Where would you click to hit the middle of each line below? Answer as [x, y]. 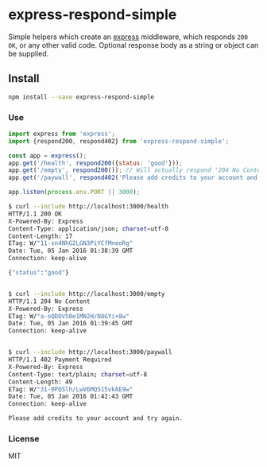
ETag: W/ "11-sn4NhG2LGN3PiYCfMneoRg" [71, 243]
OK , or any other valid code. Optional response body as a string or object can [133, 45]
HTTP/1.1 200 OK [35, 214]
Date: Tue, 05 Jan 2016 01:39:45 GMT [71, 324]
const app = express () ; [48, 156]
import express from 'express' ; [62, 134]
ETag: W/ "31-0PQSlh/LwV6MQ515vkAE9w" [71, 389]
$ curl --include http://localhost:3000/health [89, 207]
